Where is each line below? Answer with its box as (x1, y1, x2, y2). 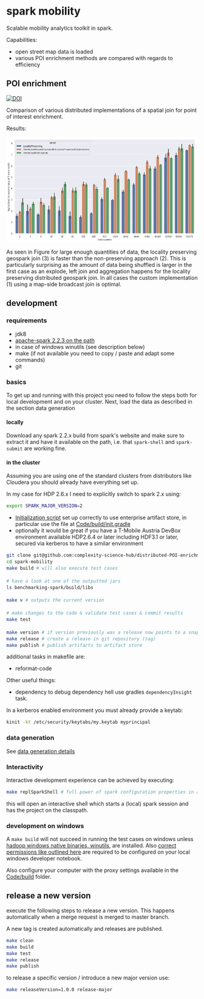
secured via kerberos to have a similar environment (15, 540, 144, 547)
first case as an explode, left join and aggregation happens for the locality (6, 268, 191, 275)
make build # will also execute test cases (6, 565, 118, 572)
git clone (6, 552, 32, 559)
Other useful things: (6, 677, 56, 684)
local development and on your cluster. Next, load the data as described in (6, 398, 192, 406)
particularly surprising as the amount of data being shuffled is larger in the (6, 261, 192, 269)
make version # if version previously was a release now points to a (6, 629, 186, 635)
